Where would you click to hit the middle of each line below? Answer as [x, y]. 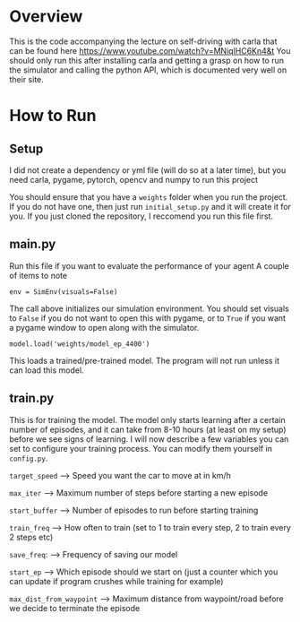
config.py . [29, 458]
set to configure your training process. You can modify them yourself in [141, 448]
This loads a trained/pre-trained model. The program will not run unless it [145, 360]
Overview [46, 17]
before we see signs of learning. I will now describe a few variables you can [149, 439]
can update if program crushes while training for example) [116, 581]
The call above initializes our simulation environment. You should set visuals [149, 308]
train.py [32, 398]
